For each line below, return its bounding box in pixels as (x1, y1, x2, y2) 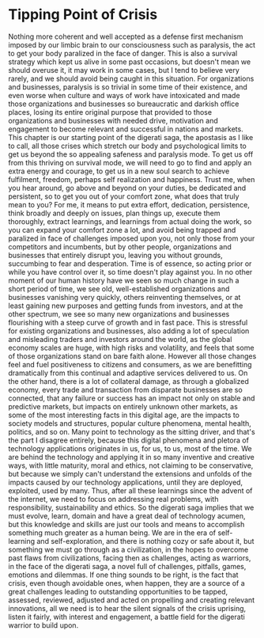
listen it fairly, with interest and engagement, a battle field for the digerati (8, 612, 245, 621)
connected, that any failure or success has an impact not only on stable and (8, 393, 255, 403)
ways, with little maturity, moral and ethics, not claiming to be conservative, (8, 461, 254, 470)
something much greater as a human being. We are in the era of (8, 528, 216, 537)
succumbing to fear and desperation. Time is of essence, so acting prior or (8, 259, 252, 268)
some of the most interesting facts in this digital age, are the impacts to (8, 410, 239, 420)
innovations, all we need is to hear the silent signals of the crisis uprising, (8, 603, 247, 613)
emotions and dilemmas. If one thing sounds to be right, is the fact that (8, 570, 239, 579)
